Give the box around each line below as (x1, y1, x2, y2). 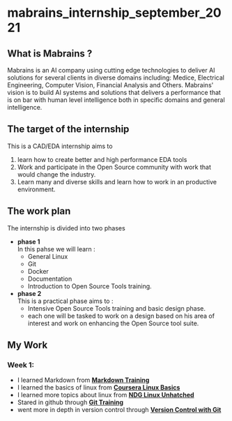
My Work (7, 339, 48, 351)
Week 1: (7, 360, 35, 369)
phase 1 (17, 237, 40, 246)
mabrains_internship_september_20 (7, 5, 222, 21)
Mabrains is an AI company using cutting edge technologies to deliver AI (7, 66, 215, 74)
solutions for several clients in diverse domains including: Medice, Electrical (7, 73, 225, 82)
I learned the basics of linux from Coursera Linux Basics (17, 383, 180, 392)
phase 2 (17, 289, 42, 297)
